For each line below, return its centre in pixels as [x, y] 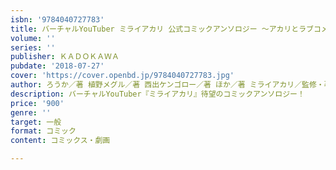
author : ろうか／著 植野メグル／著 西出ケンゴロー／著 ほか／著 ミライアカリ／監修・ [167, 85]
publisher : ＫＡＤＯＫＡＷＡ [65, 57]
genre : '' [31, 112]
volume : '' [33, 38]
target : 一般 [36, 122]
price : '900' [37, 103]
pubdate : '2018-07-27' [57, 66]
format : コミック [43, 131]
